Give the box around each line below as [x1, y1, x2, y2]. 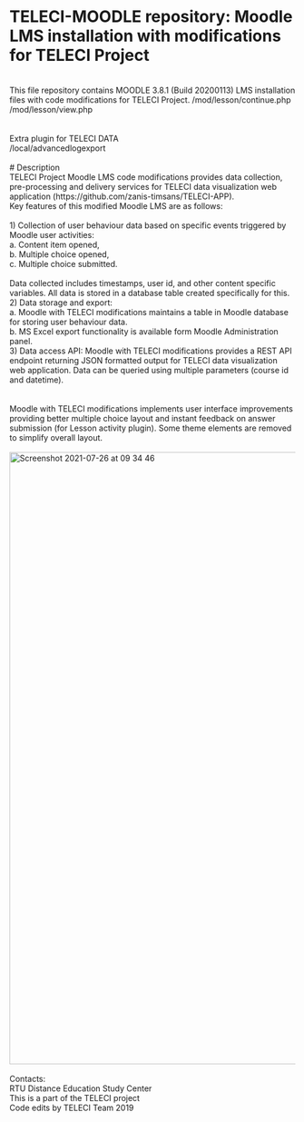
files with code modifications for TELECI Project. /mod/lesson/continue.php [9, 94, 292, 105]
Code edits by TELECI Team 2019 [9, 1102, 134, 1113]
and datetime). [9, 374, 64, 385]
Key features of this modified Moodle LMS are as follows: [9, 200, 223, 211]
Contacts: [9, 1073, 46, 1084]
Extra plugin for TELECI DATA [9, 133, 120, 144]
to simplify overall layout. [9, 432, 103, 442]
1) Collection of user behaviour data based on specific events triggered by [9, 220, 287, 231]
